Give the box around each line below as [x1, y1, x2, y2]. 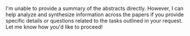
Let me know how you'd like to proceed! [5, 23, 103, 30]
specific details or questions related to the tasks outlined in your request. [5, 17, 183, 24]
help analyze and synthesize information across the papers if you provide [5, 11, 184, 18]
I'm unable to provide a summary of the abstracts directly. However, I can [5, 5, 184, 12]
